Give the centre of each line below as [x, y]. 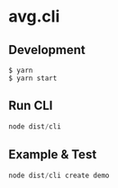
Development [47, 50]
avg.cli [34, 17]
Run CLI [31, 106]
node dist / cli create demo [59, 175]
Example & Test [53, 155]
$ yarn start [33, 78]
